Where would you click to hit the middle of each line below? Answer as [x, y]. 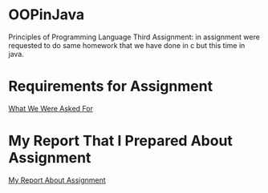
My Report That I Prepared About [120, 141]
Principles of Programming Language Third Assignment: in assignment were [134, 37]
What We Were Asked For [51, 108]
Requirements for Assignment [111, 86]
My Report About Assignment [57, 180]
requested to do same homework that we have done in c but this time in [127, 45]
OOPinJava [47, 15]
